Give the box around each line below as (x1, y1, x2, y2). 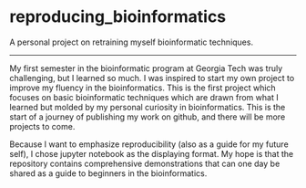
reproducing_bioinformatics (9, 6, 227, 27)
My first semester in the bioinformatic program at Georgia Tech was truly (9, 62, 283, 74)
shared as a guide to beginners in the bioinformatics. (9, 167, 208, 179)
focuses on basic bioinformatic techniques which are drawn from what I (9, 91, 280, 102)
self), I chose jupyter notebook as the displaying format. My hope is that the (9, 148, 294, 159)
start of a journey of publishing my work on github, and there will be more (9, 111, 286, 122)
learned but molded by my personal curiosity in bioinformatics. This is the (9, 101, 286, 112)
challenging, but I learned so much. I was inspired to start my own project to (9, 72, 295, 83)
